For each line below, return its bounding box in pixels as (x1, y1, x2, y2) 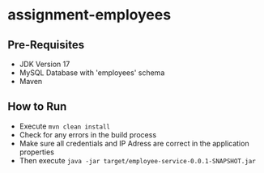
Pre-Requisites (7, 38, 85, 52)
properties (19, 147, 54, 157)
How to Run (7, 99, 67, 114)
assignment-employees (7, 6, 172, 24)
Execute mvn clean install (19, 121, 111, 131)
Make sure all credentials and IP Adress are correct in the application (19, 138, 249, 148)
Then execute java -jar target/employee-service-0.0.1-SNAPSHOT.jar (19, 155, 256, 165)
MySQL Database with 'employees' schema (19, 68, 165, 78)
